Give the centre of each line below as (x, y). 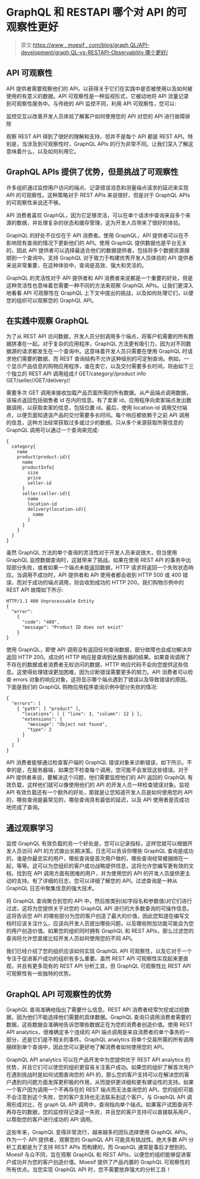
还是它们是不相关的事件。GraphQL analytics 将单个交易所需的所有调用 (108, 1039)
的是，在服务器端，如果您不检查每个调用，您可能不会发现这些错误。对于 (100, 770)
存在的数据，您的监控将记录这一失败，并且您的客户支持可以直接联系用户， (102, 1112)
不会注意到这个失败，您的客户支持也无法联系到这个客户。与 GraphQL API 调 (99, 1097)
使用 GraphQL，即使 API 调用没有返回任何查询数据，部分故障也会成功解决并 (99, 650)
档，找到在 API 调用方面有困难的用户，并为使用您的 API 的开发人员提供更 (96, 874)
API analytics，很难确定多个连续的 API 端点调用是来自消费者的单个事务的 (96, 1032)
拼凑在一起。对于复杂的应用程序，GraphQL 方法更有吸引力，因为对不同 (99, 344)
